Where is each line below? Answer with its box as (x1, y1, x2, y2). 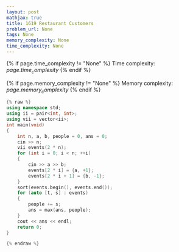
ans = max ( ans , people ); (28, 207, 91, 214)
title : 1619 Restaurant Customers (6, 20, 94, 26)
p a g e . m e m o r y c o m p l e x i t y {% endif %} (6, 86, 101, 95)
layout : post (6, 9, 40, 15)
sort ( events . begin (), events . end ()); (17, 184, 113, 190)
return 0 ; (17, 224, 43, 230)
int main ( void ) (6, 121, 45, 128)
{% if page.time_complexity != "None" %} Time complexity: (6, 59, 155, 67)
